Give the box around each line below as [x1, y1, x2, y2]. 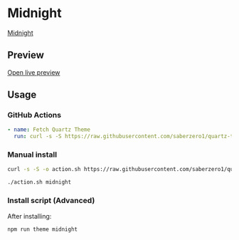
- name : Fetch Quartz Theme [7, 126, 91, 133]
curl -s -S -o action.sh [7, 166, 81, 173]
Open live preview [7, 68, 60, 76]
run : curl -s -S [14, 133, 62, 140]
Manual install [7, 150, 58, 160]
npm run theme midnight [7, 226, 78, 233]
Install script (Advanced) [7, 196, 95, 206]
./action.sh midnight [7, 179, 72, 186]
